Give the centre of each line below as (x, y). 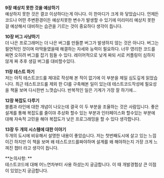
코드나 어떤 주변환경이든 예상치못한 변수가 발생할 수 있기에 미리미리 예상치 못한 (80, 20)
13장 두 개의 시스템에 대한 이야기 (36, 129)
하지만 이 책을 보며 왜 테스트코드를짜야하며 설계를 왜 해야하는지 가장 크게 (83, 142)
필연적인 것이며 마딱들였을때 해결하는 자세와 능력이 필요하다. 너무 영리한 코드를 (80, 49)
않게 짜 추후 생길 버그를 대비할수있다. (40, 61)
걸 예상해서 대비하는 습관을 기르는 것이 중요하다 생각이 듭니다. (64, 26)
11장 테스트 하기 (20, 72)
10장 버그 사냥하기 (23, 37)
